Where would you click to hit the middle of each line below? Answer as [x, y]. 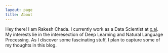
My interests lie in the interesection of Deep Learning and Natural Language [84, 34]
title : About [19, 15]
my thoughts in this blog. [31, 45]
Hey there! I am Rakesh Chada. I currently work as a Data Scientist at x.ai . [82, 29]
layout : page [19, 10]
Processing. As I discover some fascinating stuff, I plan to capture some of [83, 40]
